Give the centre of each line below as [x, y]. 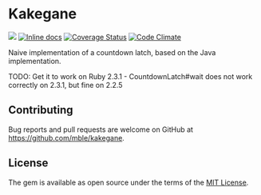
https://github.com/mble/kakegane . [67, 137]
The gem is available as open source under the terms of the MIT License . [129, 182]
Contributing [41, 110]
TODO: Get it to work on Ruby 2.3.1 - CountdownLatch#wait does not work [130, 76]
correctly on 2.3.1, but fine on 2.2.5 [65, 85]
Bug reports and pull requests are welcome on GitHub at [101, 129]
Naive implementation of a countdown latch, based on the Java [112, 52]
